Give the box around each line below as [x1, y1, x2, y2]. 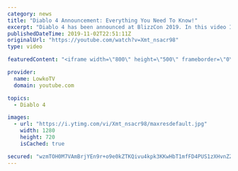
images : [7, 114, 30, 121]
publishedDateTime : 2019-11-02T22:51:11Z [7, 30, 132, 37]
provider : [7, 69, 37, 76]
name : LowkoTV [13, 75, 55, 82]
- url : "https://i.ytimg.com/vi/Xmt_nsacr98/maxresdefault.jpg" [13, 121, 208, 128]
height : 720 [20, 134, 55, 141]
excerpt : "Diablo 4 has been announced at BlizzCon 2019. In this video [7, 23, 227, 30]
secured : [7, 153, 33, 160]
